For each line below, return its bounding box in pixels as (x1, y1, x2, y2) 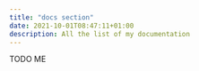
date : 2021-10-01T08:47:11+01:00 (9, 21, 134, 30)
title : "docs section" (9, 12, 94, 22)
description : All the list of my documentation (9, 29, 191, 38)
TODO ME (9, 54, 47, 65)
